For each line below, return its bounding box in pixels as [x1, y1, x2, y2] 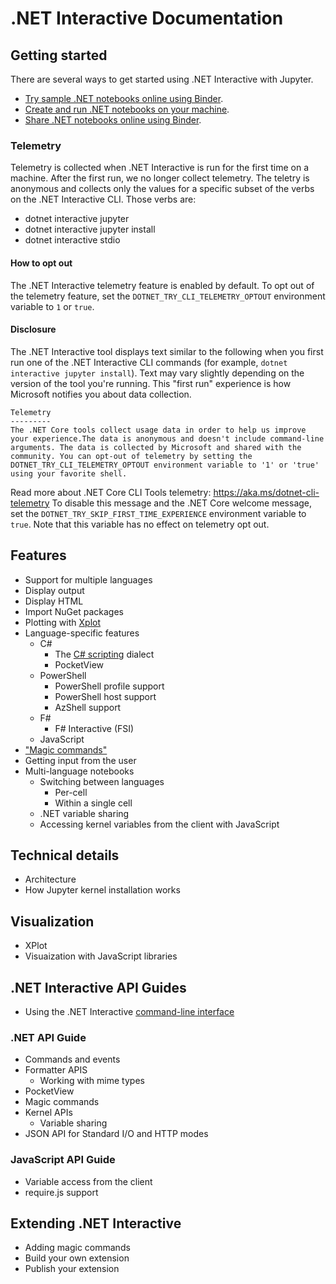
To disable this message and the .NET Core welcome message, [51, 497, 313, 509]
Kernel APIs [24, 1107, 73, 1119]
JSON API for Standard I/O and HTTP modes [24, 1128, 209, 1140]
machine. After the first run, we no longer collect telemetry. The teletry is [10, 172, 310, 184]
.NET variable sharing [39, 807, 130, 819]
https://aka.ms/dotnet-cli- [213, 486, 320, 498]
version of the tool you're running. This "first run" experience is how [10, 377, 292, 389]
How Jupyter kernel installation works [24, 884, 181, 896]
